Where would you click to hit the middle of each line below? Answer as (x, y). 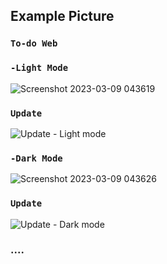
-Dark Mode (36, 158)
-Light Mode (39, 68)
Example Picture (62, 16)
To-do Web (34, 43)
